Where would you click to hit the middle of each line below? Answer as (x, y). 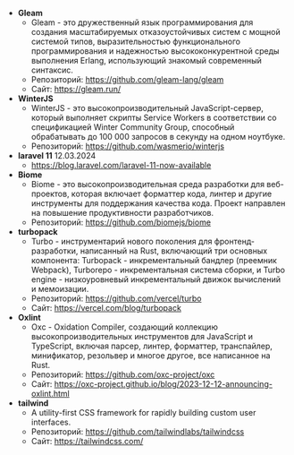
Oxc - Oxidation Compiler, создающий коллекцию (125, 327)
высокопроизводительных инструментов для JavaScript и (142, 336)
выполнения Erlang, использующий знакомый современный (146, 60)
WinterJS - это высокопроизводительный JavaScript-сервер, (147, 108)
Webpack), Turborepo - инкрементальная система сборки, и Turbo (158, 270)
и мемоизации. (60, 289)
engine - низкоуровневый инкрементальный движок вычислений (156, 279)
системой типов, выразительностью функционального (136, 41)
